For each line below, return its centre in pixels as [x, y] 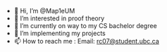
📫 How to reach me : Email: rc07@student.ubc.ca [87, 41]
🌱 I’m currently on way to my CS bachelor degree [85, 26]
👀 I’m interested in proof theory [59, 18]
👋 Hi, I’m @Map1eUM [44, 11]
